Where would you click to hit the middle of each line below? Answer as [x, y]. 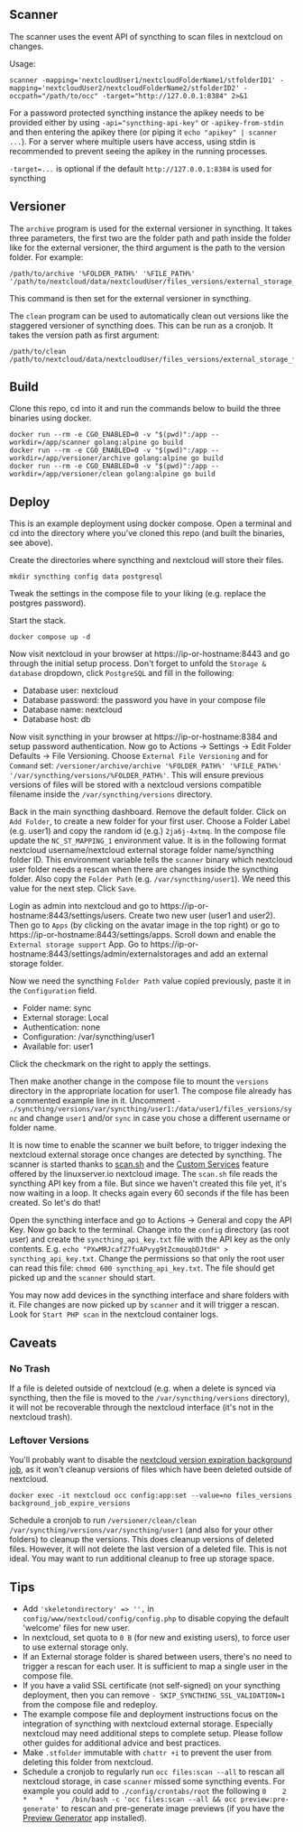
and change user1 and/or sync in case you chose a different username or [155, 1118]
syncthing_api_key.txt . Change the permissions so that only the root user [147, 1259]
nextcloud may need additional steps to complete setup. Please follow [152, 1734]
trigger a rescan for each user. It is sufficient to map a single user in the [155, 1666]
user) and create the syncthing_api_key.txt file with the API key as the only [150, 1239]
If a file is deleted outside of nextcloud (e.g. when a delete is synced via [143, 1388]
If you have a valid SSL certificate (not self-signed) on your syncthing [151, 1686]
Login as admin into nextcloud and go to [84, 906]
